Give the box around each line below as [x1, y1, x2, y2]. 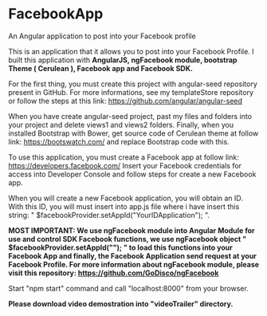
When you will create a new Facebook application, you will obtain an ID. [8, 193, 243, 203]
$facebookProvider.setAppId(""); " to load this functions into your [8, 243, 233, 252]
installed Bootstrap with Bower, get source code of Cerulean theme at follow [8, 128, 259, 138]
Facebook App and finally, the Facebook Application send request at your [8, 251, 257, 260]
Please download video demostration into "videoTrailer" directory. [8, 298, 234, 308]
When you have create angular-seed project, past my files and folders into [8, 111, 253, 120]
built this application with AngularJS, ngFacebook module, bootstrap [8, 55, 238, 65]
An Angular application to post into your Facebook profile [8, 31, 197, 41]
